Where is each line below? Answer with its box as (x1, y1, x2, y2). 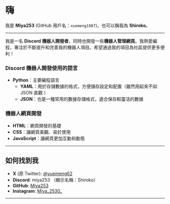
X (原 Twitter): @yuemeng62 (12, 171, 73, 177)
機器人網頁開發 (5, 110, 42, 117)
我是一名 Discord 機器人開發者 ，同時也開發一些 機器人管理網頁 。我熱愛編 (5, 38, 158, 44)
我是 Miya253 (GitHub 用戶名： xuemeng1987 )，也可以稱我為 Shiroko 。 (5, 22, 151, 28)
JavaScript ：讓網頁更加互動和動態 (12, 135, 85, 141)
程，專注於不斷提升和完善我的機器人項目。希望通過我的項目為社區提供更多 (5, 44, 160, 50)
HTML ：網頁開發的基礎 (12, 122, 62, 128)
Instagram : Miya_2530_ (12, 188, 62, 194)
